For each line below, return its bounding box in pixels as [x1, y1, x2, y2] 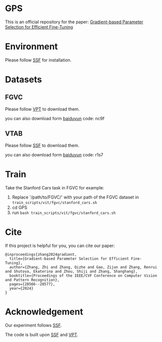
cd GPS [12, 204, 28, 210]
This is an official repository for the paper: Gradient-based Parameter [5, 19, 144, 25]
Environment [5, 41, 58, 52]
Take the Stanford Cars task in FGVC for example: [5, 185, 104, 190]
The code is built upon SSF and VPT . [5, 331, 79, 337]
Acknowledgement [5, 306, 83, 317]
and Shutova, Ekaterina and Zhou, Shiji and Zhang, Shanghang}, [5, 269, 138, 274]
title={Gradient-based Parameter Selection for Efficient [9, 256, 130, 261]
